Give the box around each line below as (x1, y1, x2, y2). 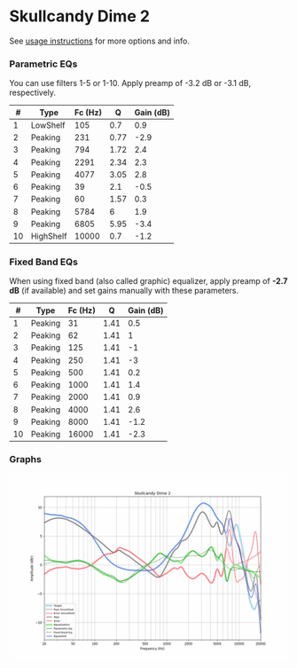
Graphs (9, 453, 42, 466)
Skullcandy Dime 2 (9, 6, 151, 27)
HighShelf (30, 231, 67, 241)
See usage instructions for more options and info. (9, 35, 191, 46)
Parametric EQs (9, 58, 78, 70)
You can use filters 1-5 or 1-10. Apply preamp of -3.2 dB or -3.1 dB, (9, 78, 251, 89)
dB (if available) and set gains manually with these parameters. (9, 286, 239, 296)
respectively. (9, 87, 56, 98)
